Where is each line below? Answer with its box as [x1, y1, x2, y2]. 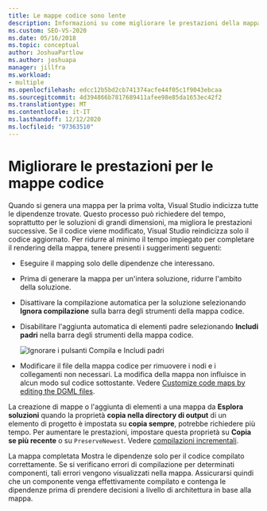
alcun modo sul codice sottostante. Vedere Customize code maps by [19, 378, 246, 387]
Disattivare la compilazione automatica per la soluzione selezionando [19, 297, 246, 307]
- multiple [8, 78, 44, 86]
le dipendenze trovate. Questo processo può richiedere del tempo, [8, 209, 226, 218]
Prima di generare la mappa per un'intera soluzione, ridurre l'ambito [19, 273, 242, 283]
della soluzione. [19, 282, 72, 292]
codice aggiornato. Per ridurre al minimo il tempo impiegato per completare [8, 234, 255, 244]
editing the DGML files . [19, 386, 95, 395]
